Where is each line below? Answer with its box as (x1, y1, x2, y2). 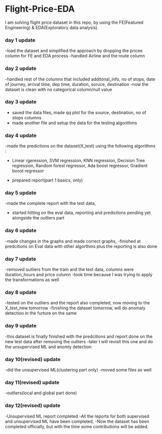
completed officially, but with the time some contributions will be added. (5, 423, 149, 429)
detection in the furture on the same (5, 310, 77, 316)
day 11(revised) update (5, 379, 59, 385)
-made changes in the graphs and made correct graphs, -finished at (5, 238, 141, 244)
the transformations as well (5, 277, 59, 283)
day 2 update (5, 65, 37, 72)
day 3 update (5, 99, 37, 105)
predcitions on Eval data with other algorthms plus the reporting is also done (5, 243, 158, 249)
